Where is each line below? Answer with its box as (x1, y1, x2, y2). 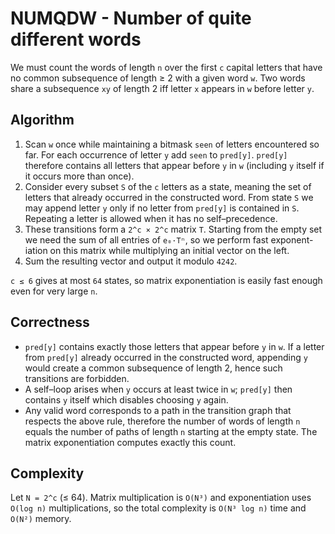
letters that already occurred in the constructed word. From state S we (24, 191, 314, 203)
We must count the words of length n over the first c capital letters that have (10, 61, 323, 73)
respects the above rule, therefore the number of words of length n (24, 415, 301, 427)
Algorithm (10, 112, 75, 129)
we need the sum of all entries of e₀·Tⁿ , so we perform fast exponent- (24, 233, 314, 246)
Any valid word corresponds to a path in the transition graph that (24, 404, 292, 416)
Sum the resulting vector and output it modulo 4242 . (24, 255, 238, 267)
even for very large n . (10, 285, 98, 297)
